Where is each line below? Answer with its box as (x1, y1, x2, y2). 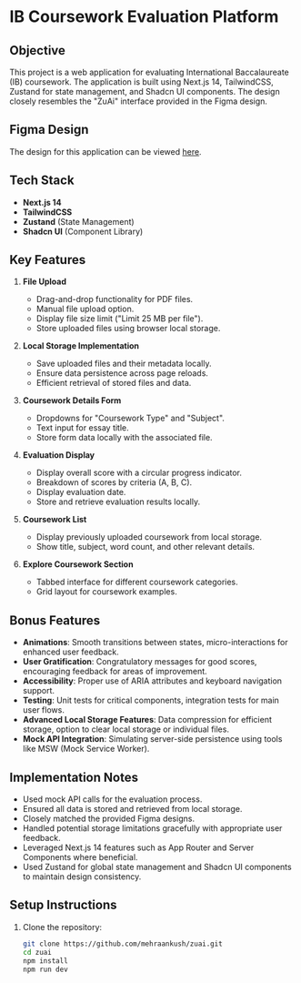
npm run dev (22, 965, 68, 974)
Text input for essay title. (35, 422, 129, 433)
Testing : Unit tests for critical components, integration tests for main (22, 694, 280, 706)
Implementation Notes (9, 769, 139, 785)
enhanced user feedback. (22, 646, 120, 657)
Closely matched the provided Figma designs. (22, 813, 196, 825)
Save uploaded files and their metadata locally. (35, 358, 212, 370)
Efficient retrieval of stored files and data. (35, 378, 192, 389)
